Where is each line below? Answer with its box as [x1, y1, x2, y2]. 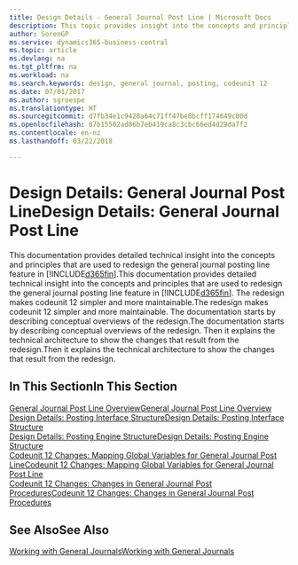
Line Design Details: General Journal [9, 201, 279, 222]
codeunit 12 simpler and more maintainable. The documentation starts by [9, 306, 277, 317]
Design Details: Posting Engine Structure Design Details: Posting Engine [9, 431, 269, 442]
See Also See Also [9, 522, 109, 538]
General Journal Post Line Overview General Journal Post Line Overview [9, 403, 272, 413]
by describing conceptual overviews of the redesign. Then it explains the [9, 325, 276, 335]
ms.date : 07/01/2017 [9, 87, 86, 96]
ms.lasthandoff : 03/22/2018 [9, 137, 114, 145]
